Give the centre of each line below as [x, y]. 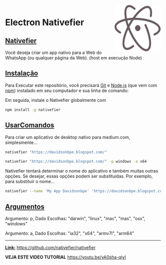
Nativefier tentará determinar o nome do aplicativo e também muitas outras [82, 171]
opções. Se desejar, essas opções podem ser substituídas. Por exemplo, [79, 176]
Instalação [22, 73]
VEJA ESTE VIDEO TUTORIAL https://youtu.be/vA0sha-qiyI [65, 257]
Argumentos [25, 206]
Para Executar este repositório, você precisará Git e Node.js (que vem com [81, 85]
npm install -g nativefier [33, 110]
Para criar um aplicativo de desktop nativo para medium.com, [68, 137]
